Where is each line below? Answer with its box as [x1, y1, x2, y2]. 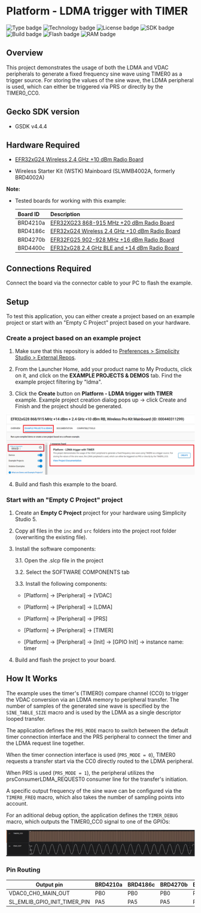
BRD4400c [17, 244, 45, 252]
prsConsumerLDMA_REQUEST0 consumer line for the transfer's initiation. [6, 776, 188, 783]
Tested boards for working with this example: [14, 197, 127, 205]
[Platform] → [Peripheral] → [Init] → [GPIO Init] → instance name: [23, 638, 184, 646]
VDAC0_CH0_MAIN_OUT [8, 890, 70, 897]
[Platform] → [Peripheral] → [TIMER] [23, 627, 114, 634]
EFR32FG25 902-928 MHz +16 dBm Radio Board [50, 236, 175, 243]
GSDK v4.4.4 [14, 122, 47, 130]
